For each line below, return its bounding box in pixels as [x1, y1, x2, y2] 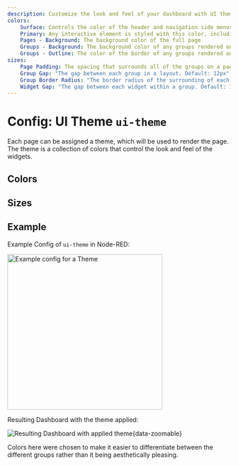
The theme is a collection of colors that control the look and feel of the [7, 145, 213, 153]
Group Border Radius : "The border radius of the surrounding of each [20, 76, 230, 84]
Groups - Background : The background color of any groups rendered [20, 43, 223, 50]
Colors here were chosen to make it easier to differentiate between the [7, 443, 214, 451]
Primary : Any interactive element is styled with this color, [20, 30, 208, 38]
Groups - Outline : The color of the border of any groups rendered [20, 50, 223, 58]
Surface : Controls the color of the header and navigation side [20, 23, 214, 31]
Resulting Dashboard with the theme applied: [7, 415, 139, 423]
